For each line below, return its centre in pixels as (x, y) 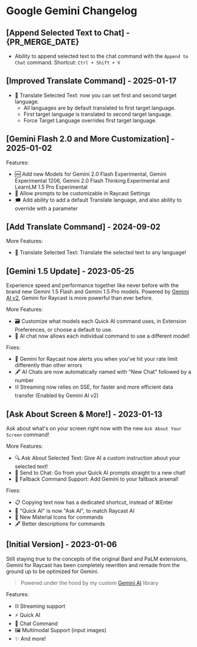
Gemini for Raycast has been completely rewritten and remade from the (93, 565)
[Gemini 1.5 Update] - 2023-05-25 (70, 271)
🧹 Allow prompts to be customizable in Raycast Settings (82, 193)
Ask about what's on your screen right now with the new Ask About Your (94, 428)
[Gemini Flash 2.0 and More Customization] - (91, 139)
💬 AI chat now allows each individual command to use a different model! (102, 336)
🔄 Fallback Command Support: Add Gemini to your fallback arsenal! (96, 479)
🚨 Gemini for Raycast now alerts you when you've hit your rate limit (96, 359)
